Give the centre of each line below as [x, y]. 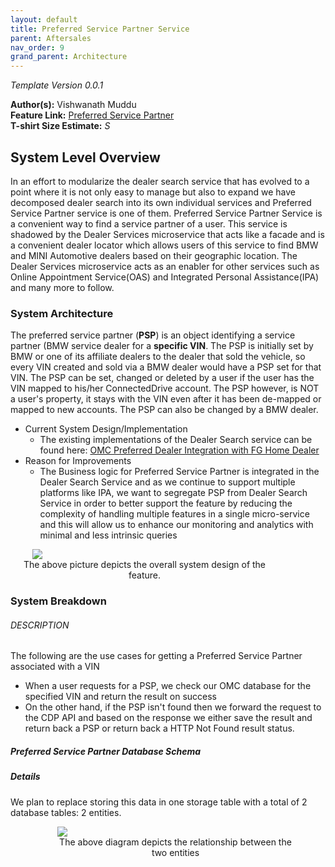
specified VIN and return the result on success [121, 697]
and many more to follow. [62, 287]
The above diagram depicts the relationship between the [175, 842]
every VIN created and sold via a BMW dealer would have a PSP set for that [166, 367]
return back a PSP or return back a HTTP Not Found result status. [159, 728]
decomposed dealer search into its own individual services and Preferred [161, 202]
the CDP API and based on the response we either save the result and [168, 718]
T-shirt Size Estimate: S [60, 126]
